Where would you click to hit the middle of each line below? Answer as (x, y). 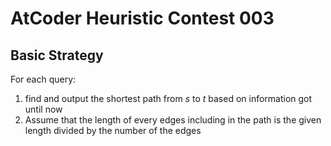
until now (43, 109)
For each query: (43, 79)
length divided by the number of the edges (113, 130)
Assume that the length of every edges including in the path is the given (173, 120)
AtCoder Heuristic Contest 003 (142, 18)
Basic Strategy (57, 55)
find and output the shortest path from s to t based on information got (168, 98)
